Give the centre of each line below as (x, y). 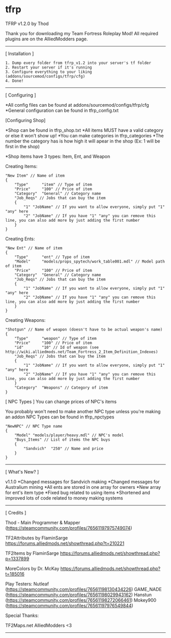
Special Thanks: (22, 615)
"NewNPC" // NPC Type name (34, 426)
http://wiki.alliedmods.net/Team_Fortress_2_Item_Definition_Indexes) (82, 352)
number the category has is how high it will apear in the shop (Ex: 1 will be (83, 141)
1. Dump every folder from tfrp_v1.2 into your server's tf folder (78, 63)
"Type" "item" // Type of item (53, 184)
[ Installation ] (20, 53)
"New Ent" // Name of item (34, 248)
